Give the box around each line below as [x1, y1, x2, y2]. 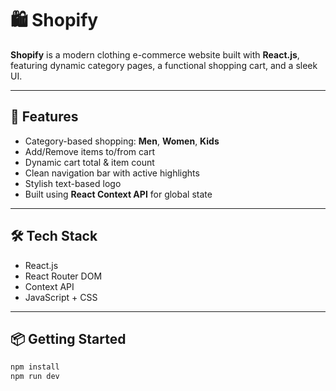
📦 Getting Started [10, 330, 127, 347]
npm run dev [10, 372, 60, 382]
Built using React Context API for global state [24, 188, 213, 200]
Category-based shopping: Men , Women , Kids [24, 135, 220, 147]
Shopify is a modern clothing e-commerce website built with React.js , [10, 48, 300, 61]
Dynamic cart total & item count [24, 156, 155, 168]
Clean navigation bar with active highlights [24, 167, 200, 179]
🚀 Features [10, 108, 79, 126]
